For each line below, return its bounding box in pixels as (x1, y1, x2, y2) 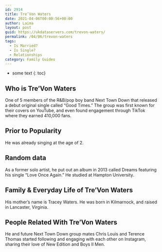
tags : (5, 39, 16, 44)
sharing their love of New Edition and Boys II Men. (5, 241, 105, 247)
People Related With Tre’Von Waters (5, 218, 118, 226)
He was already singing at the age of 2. (5, 140, 84, 145)
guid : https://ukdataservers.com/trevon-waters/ (5, 30, 106, 35)
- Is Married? (9, 43, 38, 48)
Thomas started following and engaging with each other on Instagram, (5, 236, 146, 242)
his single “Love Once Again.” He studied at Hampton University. (5, 172, 135, 178)
